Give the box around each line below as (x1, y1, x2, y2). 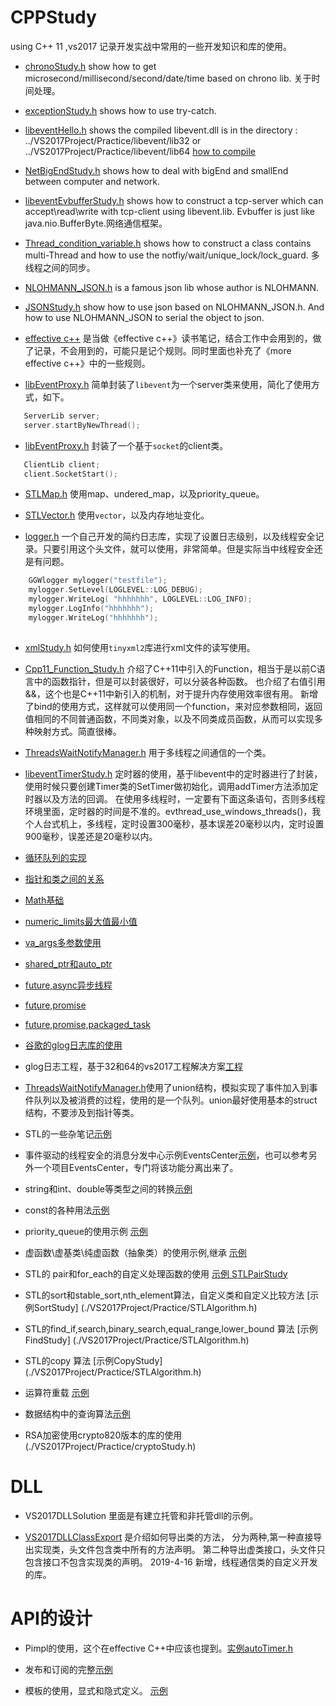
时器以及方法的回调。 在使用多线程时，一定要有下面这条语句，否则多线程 (24, 792, 326, 805)
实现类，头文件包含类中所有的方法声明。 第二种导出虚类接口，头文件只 (33, 1543, 326, 1555)
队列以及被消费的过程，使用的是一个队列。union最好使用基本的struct (33, 1094, 318, 1106)
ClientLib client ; (23, 459, 101, 470)
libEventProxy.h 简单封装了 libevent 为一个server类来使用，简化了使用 (24, 378, 312, 390)
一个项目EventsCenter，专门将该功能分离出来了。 (33, 1161, 239, 1173)
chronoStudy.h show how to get (24, 60, 157, 72)
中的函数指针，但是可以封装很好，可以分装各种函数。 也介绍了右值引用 (33, 675, 326, 687)
